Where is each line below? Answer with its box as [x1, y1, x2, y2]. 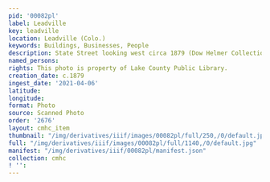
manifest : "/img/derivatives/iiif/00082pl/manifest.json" [8, 147, 207, 155]
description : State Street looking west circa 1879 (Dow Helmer [8, 49, 228, 57]
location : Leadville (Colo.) [8, 34, 106, 43]
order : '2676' [8, 117, 56, 125]
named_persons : [8, 57, 59, 65]
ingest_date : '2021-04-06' [8, 79, 99, 87]
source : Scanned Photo [8, 110, 84, 118]
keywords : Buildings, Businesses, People [8, 42, 149, 50]
